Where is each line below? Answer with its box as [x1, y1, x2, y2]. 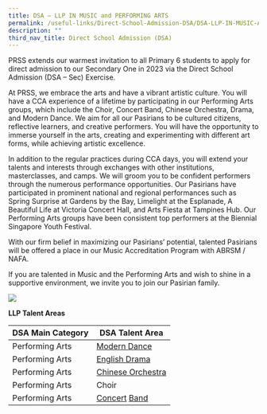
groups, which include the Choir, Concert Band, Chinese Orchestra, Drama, [8, 105, 254, 115]
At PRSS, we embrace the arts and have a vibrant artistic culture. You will [8, 88, 248, 98]
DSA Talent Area [99, 327, 164, 338]
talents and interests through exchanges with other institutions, [8, 162, 215, 172]
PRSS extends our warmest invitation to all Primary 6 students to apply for [8, 56, 250, 65]
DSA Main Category [12, 327, 89, 338]
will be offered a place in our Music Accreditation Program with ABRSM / [8, 246, 246, 256]
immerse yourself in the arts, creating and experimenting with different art [8, 131, 250, 140]
